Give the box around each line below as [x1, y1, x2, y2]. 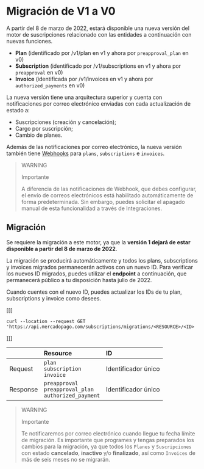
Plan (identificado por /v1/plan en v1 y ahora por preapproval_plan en [15, 49, 189, 56]
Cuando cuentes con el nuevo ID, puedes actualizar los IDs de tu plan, [6, 288, 182, 296]
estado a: [6, 106, 30, 114]
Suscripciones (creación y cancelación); [15, 118, 117, 126]
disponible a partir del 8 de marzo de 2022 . [6, 245, 118, 252]
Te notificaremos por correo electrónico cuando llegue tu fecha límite [21, 429, 195, 437]
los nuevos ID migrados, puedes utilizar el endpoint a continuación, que [6, 270, 187, 277]
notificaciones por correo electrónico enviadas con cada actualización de [6, 100, 191, 107]
